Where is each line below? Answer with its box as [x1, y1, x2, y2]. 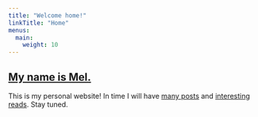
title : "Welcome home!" [8, 11, 87, 20]
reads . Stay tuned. [8, 100, 69, 109]
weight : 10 [22, 41, 59, 49]
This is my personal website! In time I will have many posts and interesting [8, 91, 250, 100]
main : [15, 33, 34, 42]
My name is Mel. [8, 70, 91, 84]
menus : [8, 26, 30, 34]
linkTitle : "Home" [8, 19, 69, 27]
